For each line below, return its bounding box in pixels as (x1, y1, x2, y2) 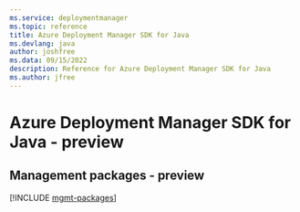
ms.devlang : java (9, 38, 76, 48)
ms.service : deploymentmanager (9, 13, 129, 23)
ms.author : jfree (9, 73, 76, 82)
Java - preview (9, 132, 125, 152)
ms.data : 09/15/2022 (9, 56, 88, 65)
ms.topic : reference (9, 22, 88, 31)
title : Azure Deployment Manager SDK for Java (9, 30, 190, 39)
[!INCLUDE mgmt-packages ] (9, 192, 117, 203)
